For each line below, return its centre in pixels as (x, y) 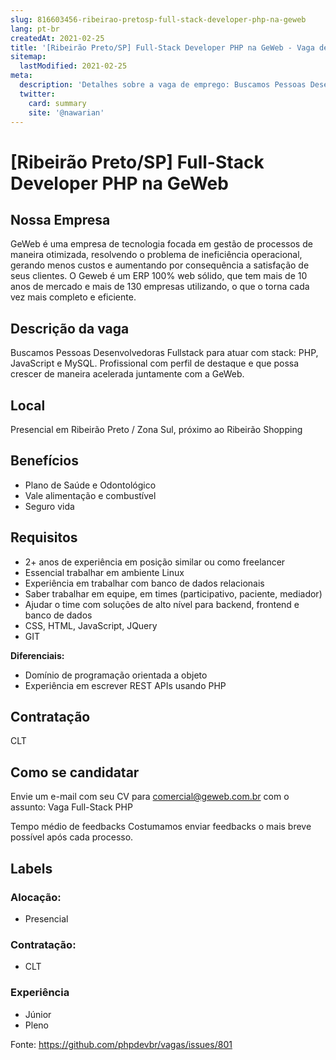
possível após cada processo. (72, 837)
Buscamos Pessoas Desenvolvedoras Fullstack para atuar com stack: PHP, (164, 353)
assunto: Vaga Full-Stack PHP (71, 807)
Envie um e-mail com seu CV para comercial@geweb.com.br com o (150, 797)
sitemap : (28, 57)
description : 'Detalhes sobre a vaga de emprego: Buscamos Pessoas (163, 85)
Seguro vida (49, 506)
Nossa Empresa (60, 219)
